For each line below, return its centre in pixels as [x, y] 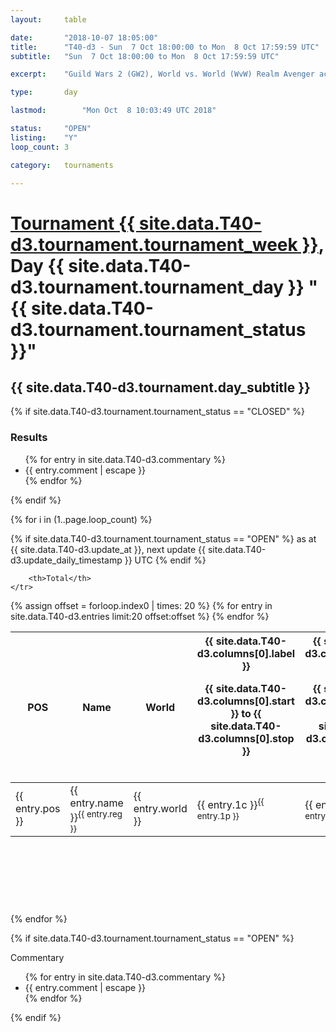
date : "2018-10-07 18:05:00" [84, 37]
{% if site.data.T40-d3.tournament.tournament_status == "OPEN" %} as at [163, 538]
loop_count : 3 [40, 147]
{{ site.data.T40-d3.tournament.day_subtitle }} [160, 387]
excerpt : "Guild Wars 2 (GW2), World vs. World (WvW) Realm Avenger [162, 74]
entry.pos [38, 809]
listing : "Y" [44, 137]
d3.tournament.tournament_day [147, 287]
